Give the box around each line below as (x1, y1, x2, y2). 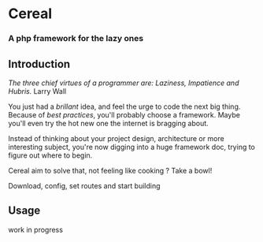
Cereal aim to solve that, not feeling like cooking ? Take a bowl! (8, 166, 213, 175)
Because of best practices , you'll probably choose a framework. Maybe (8, 110, 240, 119)
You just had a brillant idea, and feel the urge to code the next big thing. (8, 102, 241, 111)
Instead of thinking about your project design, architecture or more (8, 133, 224, 143)
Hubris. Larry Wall (8, 86, 67, 95)
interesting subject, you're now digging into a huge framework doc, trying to (8, 142, 256, 151)
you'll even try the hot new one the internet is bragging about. (8, 118, 209, 128)
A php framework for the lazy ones (8, 33, 144, 44)
